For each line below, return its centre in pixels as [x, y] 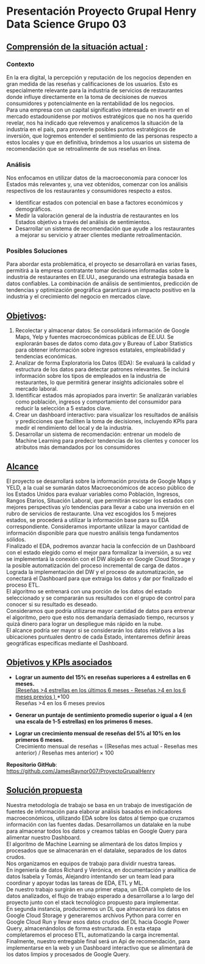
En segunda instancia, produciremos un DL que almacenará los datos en [97, 908]
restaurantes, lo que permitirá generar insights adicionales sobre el [99, 382]
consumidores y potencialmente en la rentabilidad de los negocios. [91, 103]
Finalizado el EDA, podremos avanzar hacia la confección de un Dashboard [101, 546]
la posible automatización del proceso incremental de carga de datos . [95, 565]
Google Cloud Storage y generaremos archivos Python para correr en [94, 915]
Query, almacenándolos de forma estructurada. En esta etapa [84, 928]
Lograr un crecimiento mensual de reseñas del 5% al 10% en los [98, 733]
